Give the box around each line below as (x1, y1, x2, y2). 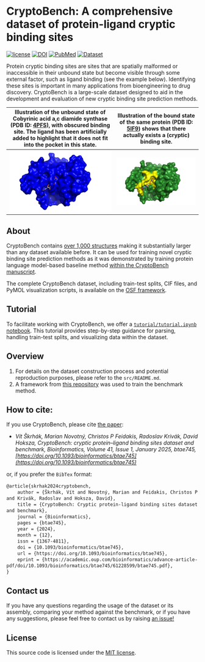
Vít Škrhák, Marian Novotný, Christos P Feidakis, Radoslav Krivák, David (15, 433, 198, 440)
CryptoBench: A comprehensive (6, 4, 173, 18)
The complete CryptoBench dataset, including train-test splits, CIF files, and (6, 280, 197, 287)
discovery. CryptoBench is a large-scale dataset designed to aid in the (6, 88, 183, 96)
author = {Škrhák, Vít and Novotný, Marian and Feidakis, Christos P (17, 489, 198, 495)
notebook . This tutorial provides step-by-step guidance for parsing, (6, 326, 176, 334)
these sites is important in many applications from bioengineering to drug (6, 81, 190, 89)
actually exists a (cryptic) (123, 131, 190, 138)
